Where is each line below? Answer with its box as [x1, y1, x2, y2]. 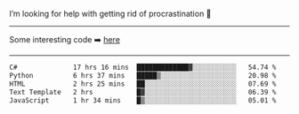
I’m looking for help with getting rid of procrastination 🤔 [9, 9, 212, 19]
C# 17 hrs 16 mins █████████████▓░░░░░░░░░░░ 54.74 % [9, 63, 277, 72]
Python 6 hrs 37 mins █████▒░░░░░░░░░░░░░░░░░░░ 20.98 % [9, 71, 277, 80]
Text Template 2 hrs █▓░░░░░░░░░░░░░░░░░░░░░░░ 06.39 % [9, 87, 277, 96]
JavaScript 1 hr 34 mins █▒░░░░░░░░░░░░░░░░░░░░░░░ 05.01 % [9, 95, 277, 105]
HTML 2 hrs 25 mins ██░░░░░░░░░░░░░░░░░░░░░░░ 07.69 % [9, 80, 277, 88]
